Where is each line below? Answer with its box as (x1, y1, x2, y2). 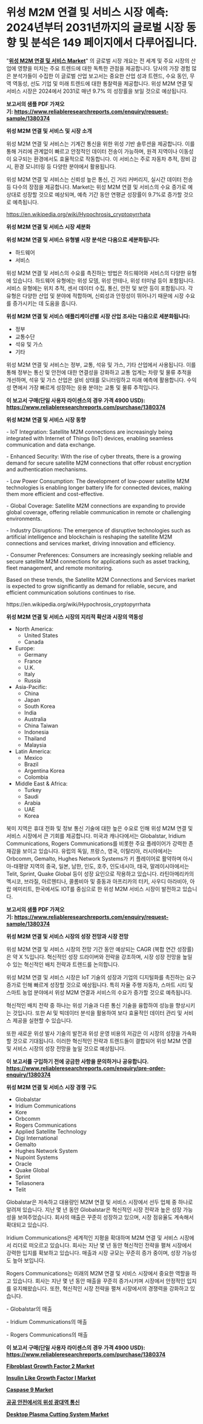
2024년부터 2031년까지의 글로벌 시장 (6, 21, 184, 35)
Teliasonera (15, 1179, 44, 1186)
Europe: (15, 644, 35, 652)
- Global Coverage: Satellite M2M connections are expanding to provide (6, 502, 186, 509)
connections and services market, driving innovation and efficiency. (6, 539, 176, 546)
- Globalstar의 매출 (6, 1305, 53, 1312)
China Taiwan (24, 722, 59, 729)
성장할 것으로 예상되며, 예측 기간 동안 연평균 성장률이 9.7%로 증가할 (22, 190, 182, 198)
